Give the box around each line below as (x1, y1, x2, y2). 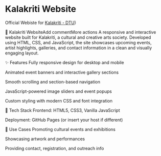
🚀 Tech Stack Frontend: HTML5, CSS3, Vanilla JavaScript (5, 107, 120, 113)
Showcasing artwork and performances (5, 136, 85, 142)
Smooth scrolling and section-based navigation (5, 78, 100, 84)
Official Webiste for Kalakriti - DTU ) (5, 20, 76, 26)
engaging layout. (5, 50, 39, 56)
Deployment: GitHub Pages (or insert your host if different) (5, 117, 123, 123)
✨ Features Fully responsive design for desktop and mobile (5, 59, 124, 65)
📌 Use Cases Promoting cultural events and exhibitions (5, 126, 116, 132)
